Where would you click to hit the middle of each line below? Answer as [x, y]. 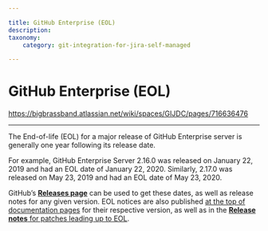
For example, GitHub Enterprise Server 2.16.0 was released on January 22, [131, 161]
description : [30, 30]
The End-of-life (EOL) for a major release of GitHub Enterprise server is [125, 137]
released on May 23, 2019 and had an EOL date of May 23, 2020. [115, 177]
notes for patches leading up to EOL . [69, 219]
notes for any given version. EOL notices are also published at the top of [127, 201]
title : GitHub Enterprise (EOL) [62, 22]
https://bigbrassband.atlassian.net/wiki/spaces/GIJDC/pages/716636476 [128, 114]
